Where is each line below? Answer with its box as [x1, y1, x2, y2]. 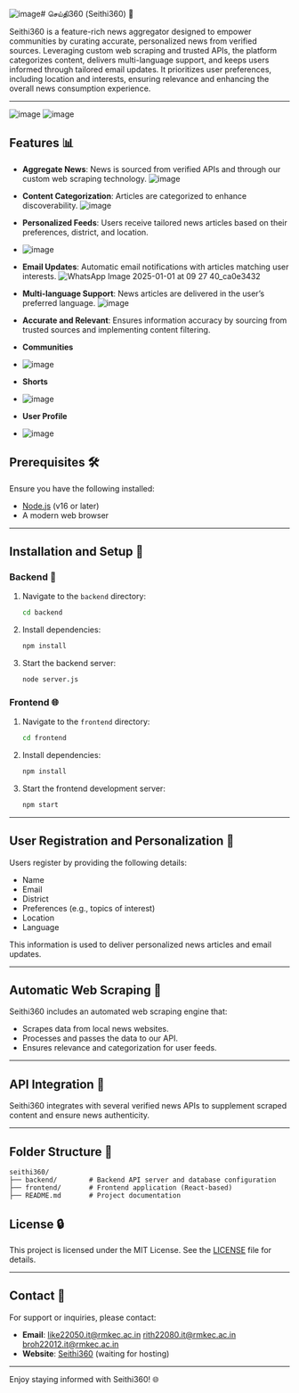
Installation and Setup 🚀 [9, 544, 144, 559]
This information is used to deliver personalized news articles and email [9, 939, 272, 950]
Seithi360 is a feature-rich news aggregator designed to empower [9, 27, 252, 37]
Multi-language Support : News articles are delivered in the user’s [21, 288, 265, 299]
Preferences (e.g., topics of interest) [21, 903, 156, 913]
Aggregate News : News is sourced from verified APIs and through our [21, 163, 281, 174]
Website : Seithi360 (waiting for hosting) [21, 1348, 170, 1359]
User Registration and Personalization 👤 [9, 834, 234, 849]
